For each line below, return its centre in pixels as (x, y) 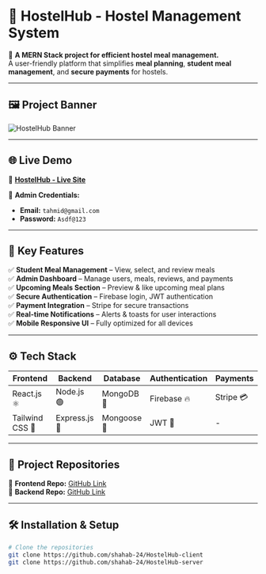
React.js (27, 393)
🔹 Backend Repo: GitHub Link (57, 492)
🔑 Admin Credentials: (44, 195)
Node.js (70, 392)
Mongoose (122, 418)
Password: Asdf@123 (53, 219)
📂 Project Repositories (64, 464)
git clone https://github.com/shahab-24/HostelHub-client (106, 555)
